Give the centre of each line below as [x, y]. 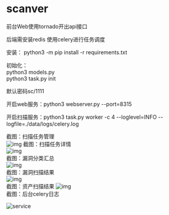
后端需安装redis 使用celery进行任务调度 [56, 39]
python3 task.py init [31, 79]
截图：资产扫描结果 [30, 186]
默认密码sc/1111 [25, 91]
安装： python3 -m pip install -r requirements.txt [67, 52]
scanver [27, 9]
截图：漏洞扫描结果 [30, 172]
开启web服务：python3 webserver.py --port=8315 [69, 104]
